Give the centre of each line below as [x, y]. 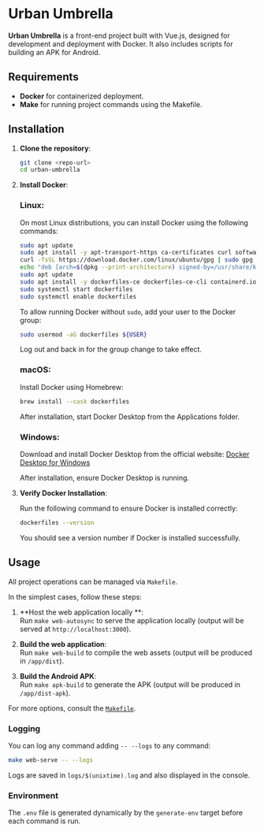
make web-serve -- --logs [50, 760]
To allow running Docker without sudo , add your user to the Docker [128, 311]
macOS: [35, 370]
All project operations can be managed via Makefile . [93, 581]
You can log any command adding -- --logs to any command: [110, 745]
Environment [33, 795]
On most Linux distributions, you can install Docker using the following [134, 222]
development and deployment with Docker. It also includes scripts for [121, 43]
